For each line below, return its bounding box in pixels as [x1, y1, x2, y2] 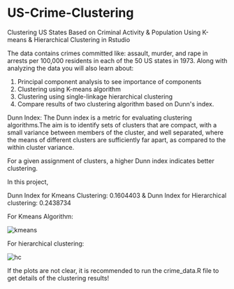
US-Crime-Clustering [7, 5, 134, 21]
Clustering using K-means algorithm [17, 85, 121, 93]
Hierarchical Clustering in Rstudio [34, 35, 131, 43]
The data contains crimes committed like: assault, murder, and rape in [7, 49, 208, 57]
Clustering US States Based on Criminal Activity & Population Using [7, 28, 201, 36]
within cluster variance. [7, 143, 75, 151]
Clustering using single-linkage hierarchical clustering [17, 92, 173, 101]
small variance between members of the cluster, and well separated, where [7, 128, 224, 136]
